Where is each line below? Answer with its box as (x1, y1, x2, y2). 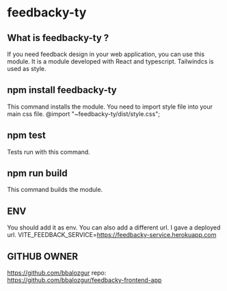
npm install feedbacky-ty (7, 84, 118, 96)
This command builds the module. (7, 186, 103, 194)
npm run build (7, 167, 68, 179)
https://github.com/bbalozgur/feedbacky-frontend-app (7, 276, 162, 284)
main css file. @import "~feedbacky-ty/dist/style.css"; (7, 109, 161, 117)
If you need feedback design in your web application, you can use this (7, 50, 205, 58)
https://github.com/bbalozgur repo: (7, 268, 107, 277)
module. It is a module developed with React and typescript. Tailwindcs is (7, 57, 214, 66)
